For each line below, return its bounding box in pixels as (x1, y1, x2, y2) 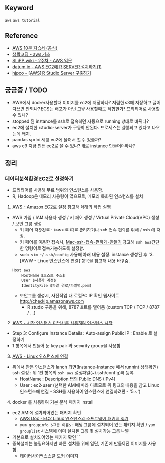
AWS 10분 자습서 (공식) (12, 45, 58, 51)
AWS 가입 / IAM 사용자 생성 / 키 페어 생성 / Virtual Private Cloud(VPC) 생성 (12, 215, 160, 221)
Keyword (5, 4, 34, 12)
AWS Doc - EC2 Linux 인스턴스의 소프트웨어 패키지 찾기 (19, 416, 129, 422)
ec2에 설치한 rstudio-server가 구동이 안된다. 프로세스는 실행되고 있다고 (12, 125, 151, 131)
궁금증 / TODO (5, 86, 48, 94)
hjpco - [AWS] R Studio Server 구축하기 (12, 70, 91, 76)
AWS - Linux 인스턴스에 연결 (12, 353, 68, 359)
